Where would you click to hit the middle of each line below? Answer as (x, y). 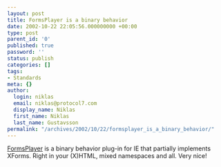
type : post (23, 33)
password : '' (26, 52)
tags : (15, 71)
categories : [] (29, 65)
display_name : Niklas (45, 110)
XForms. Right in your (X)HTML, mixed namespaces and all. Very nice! (107, 156)
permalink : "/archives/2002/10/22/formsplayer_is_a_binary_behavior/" (111, 129)
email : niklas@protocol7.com (55, 104)
